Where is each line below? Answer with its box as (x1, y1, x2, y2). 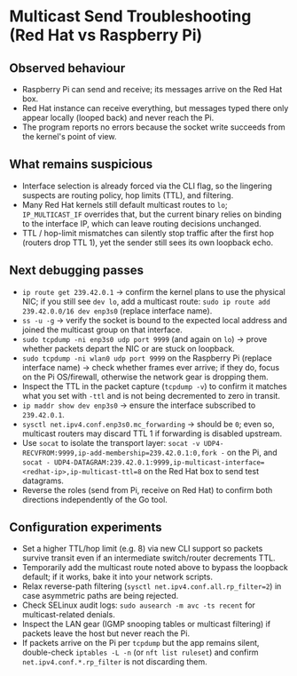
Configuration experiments (9, 520, 162, 535)
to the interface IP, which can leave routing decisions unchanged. (21, 218, 262, 228)
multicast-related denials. (21, 609, 115, 620)
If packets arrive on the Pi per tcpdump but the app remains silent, (21, 638, 260, 648)
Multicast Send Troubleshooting (9, 6, 252, 27)
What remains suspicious (9, 157, 153, 172)
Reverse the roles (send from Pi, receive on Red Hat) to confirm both (21, 484, 273, 495)
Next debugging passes (9, 263, 145, 278)
